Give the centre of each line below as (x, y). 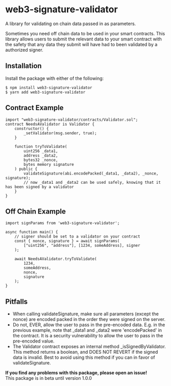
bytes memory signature (49, 164)
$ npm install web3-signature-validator (49, 88)
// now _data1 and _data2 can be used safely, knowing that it (92, 182)
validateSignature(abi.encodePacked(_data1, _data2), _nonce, (91, 173)
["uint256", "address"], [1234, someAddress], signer (82, 246)
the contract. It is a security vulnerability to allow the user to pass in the (88, 336)
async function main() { (32, 232)
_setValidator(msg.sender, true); (60, 133)
